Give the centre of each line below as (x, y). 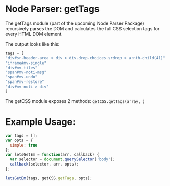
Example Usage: (40, 122)
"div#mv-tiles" (21, 68)
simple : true (24, 145)
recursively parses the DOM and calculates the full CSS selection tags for (82, 28)
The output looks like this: (32, 44)
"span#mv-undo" (21, 77)
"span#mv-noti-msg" (26, 72)
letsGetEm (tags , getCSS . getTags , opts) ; (49, 178)
